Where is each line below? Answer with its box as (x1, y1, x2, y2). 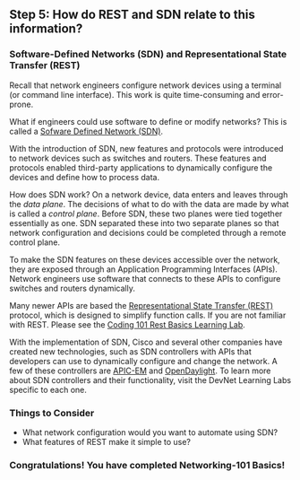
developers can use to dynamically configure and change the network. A (9, 355, 278, 366)
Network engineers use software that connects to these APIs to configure (9, 273, 281, 284)
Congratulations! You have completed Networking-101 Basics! (9, 458, 286, 471)
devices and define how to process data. (9, 171, 159, 182)
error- (261, 89, 284, 100)
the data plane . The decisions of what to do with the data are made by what (9, 198, 289, 209)
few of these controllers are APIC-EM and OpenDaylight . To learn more (9, 365, 271, 376)
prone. (9, 99, 34, 109)
